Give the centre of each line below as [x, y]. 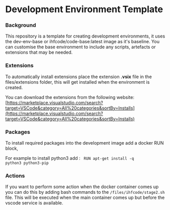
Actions [15, 176]
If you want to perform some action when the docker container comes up [82, 187]
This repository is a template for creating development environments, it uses [85, 36]
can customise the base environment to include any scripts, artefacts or [81, 47]
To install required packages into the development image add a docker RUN [84, 143]
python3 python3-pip [27, 163]
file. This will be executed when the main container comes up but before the [85, 198]
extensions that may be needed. [39, 52]
